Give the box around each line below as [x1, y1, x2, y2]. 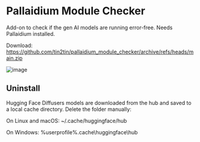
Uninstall [6, 84, 41, 94]
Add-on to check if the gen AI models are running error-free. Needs [6, 24, 173, 31]
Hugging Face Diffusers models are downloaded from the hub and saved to [6, 99, 192, 106]
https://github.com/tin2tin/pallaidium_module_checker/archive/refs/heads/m [6, 48, 194, 55]
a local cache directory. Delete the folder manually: [6, 106, 132, 113]
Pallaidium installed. [6, 30, 56, 37]
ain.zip [6, 54, 23, 61]
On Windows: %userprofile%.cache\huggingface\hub [6, 128, 139, 135]
